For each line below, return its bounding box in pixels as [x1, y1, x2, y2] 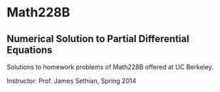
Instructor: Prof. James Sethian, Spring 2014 [6, 76, 137, 85]
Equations [6, 44, 53, 56]
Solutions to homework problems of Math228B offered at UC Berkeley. [6, 63, 214, 71]
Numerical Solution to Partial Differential [6, 33, 189, 45]
